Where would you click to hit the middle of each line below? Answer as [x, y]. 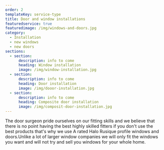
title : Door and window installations [45, 19]
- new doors [22, 47]
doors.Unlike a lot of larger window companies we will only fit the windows [82, 137]
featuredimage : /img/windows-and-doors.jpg [51, 28]
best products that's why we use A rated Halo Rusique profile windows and [82, 131]
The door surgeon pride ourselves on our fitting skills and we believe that [80, 121]
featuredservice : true [29, 24]
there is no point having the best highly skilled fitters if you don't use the [79, 126]
